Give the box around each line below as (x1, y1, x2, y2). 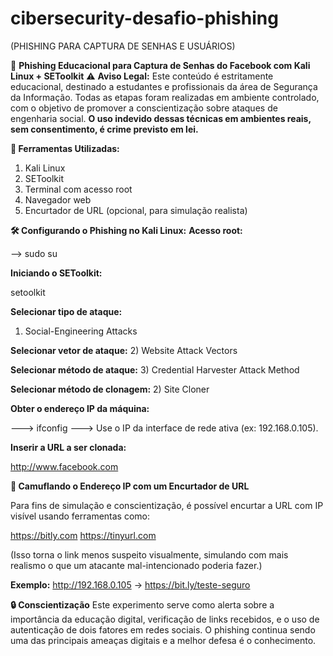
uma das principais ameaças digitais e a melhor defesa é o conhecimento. (10, 634, 317, 646)
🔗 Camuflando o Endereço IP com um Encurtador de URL (10, 480, 250, 492)
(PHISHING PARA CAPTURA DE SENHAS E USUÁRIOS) (10, 40, 236, 52)
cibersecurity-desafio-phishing (10, 7, 279, 30)
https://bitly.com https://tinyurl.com (10, 529, 157, 541)
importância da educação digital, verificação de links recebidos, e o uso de (10, 613, 320, 625)
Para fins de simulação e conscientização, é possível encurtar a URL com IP (10, 499, 324, 511)
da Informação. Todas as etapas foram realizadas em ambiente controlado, (10, 91, 320, 103)
